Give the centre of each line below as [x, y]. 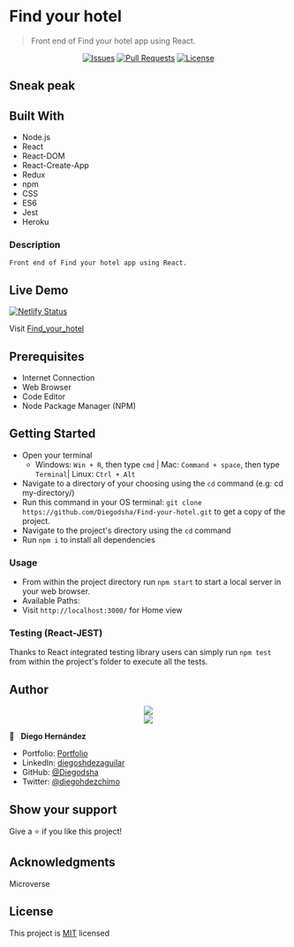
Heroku [35, 222]
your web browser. [56, 591]
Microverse [30, 883]
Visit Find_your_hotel [47, 328]
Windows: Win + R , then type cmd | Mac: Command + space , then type [157, 464]
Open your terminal [57, 455]
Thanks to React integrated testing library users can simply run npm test [140, 652]
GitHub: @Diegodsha [60, 773]
